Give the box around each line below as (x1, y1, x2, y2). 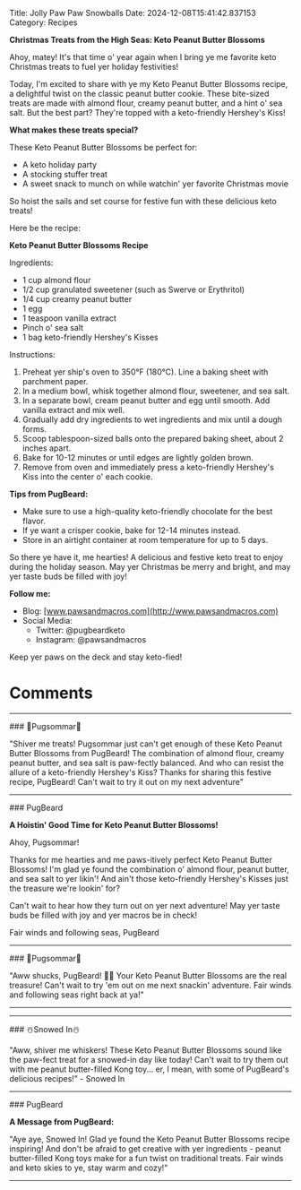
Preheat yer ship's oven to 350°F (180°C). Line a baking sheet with (21, 366, 269, 377)
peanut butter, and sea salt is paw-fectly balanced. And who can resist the (9, 757, 285, 768)
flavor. (21, 515, 47, 526)
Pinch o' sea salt (21, 323, 83, 332)
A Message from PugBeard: (9, 1116, 115, 1127)
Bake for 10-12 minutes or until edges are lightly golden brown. (21, 453, 254, 462)
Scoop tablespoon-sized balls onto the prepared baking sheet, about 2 (21, 434, 284, 444)
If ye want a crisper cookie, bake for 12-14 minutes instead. (21, 525, 241, 536)
